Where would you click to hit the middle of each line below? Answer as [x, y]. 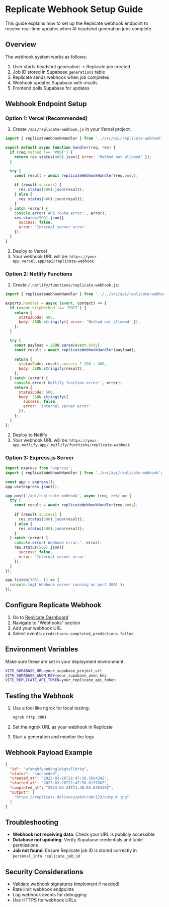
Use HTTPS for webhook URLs [44, 900]
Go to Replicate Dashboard [40, 617]
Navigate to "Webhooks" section [46, 623]
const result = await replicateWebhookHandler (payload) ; [75, 350]
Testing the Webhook [39, 696]
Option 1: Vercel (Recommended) [47, 118]
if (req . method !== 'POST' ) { [41, 153]
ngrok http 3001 [29, 718]
